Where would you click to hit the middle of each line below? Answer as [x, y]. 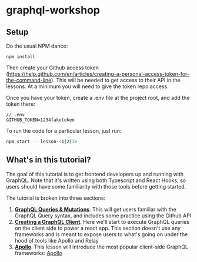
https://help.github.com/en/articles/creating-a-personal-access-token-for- [99, 74]
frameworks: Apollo [39, 253]
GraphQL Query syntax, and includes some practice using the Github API [103, 216]
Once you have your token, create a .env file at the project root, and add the [98, 98]
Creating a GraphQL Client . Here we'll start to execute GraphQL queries [102, 221]
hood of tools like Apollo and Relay [56, 240]
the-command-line [29, 80]
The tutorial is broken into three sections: [56, 198]
